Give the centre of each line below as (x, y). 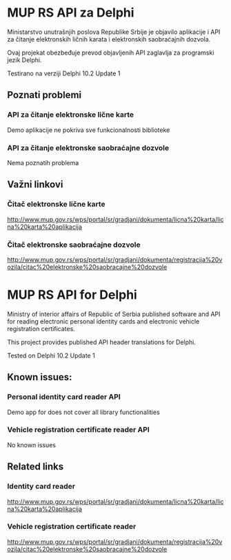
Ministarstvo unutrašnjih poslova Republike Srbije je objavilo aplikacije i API (114, 32)
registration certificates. (41, 328)
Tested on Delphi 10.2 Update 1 (51, 355)
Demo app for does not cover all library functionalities (83, 412)
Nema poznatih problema (43, 162)
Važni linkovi (35, 185)
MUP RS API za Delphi (71, 13)
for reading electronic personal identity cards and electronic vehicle (103, 321)
